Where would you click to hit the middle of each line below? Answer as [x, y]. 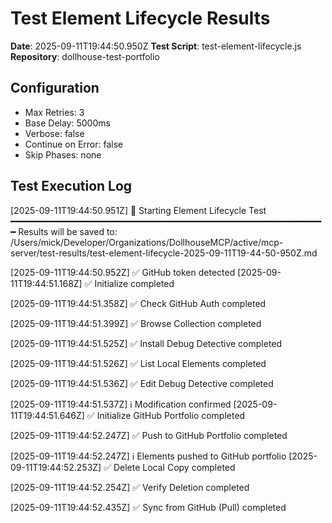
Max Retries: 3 [54, 112]
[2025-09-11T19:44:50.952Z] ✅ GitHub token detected [123, 272]
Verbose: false [54, 133]
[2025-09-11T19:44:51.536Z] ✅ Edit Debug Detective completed [142, 383]
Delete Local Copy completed [174, 467]
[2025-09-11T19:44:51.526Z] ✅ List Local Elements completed [138, 363]
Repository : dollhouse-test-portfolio [85, 56]
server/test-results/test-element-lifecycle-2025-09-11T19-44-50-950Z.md [164, 253]
